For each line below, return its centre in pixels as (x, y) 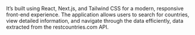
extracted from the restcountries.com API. (57, 27)
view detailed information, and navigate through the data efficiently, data (95, 21)
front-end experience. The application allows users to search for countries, (98, 15)
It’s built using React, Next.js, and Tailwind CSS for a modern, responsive (95, 8)
